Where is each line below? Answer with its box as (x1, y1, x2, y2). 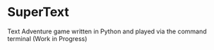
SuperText (7, 4, 69, 20)
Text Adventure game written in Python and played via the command (7, 27, 207, 35)
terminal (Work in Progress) (7, 34, 88, 42)
